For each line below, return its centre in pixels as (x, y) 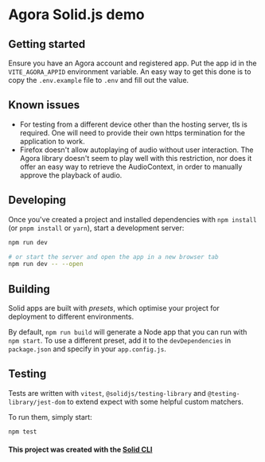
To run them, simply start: (51, 417)
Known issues (44, 105)
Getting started (47, 44)
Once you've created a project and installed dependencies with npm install (132, 219)
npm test (23, 432)
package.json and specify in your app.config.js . (88, 349)
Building (29, 289)
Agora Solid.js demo (76, 15)
